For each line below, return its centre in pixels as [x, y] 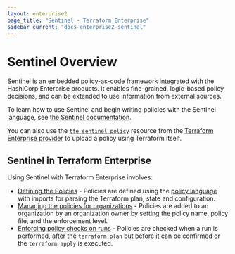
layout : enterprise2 [38, 14]
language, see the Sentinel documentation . [69, 118]
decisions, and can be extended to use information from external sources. [114, 96]
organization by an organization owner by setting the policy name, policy [123, 214]
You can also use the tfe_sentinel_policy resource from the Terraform [110, 131]
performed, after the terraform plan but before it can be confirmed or [119, 236]
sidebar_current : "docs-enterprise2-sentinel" [77, 27]
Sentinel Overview [62, 62]
